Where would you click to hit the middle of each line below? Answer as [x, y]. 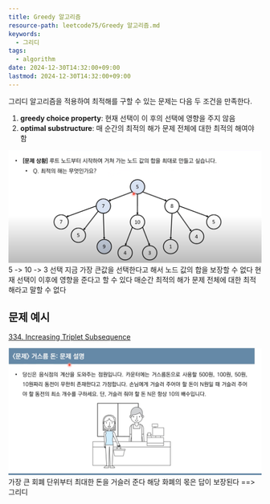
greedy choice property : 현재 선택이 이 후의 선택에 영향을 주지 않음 [127, 118]
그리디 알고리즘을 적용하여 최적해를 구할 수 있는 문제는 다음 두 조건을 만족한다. [131, 101]
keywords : [25, 34]
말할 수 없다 [48, 290]
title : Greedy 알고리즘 [45, 17]
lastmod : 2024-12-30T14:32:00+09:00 [70, 76]
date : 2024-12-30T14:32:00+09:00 [64, 68]
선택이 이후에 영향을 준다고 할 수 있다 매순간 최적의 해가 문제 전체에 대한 [129, 279]
